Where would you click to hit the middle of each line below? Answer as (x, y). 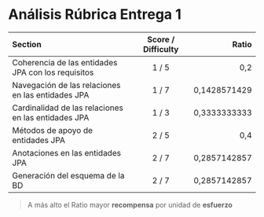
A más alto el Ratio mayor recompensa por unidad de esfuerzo (130, 204)
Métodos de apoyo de (52, 130)
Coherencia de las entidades (65, 62)
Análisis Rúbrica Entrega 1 (95, 15)
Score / (161, 39)
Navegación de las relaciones (66, 85)
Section (27, 44)
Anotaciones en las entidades (67, 153)
